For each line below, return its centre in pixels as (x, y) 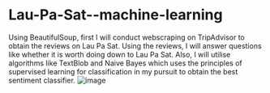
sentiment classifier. (42, 80)
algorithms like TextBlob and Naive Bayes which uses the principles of (126, 63)
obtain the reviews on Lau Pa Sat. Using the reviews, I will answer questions (135, 45)
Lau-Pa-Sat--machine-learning (116, 15)
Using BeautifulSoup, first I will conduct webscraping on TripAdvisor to (127, 37)
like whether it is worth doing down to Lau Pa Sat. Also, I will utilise (120, 54)
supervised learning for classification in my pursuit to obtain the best (123, 71)
